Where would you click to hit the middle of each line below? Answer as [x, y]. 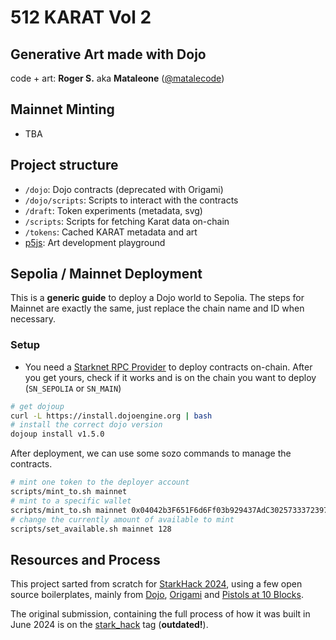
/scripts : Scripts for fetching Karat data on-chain [127, 221]
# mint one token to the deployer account [100, 482]
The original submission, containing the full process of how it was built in [160, 614]
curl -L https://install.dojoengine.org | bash [111, 416]
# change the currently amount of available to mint [122, 519]
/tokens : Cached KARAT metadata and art [111, 232]
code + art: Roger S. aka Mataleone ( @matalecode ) [117, 78]
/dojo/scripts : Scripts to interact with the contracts [131, 200]
